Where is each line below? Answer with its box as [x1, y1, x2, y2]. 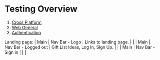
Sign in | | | [4, 49, 26, 55]
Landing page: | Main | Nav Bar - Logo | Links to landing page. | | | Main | [4, 39, 151, 45]
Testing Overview [4, 3, 78, 15]
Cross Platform [11, 19, 42, 25]
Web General [11, 24, 38, 30]
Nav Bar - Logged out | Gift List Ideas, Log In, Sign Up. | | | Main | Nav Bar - [4, 44, 155, 50]
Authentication [11, 30, 41, 35]
